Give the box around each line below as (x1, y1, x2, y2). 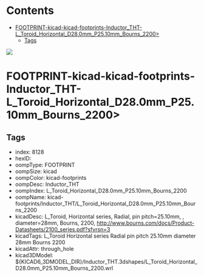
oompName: (15, 193, 47, 200)
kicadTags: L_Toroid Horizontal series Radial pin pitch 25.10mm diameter (15, 232, 196, 239)
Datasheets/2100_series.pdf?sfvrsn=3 (15, 225, 110, 233)
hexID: (15, 154, 32, 162)
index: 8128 (15, 148, 44, 156)
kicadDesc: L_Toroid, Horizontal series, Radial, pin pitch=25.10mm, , (15, 213, 185, 220)
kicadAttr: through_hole (15, 245, 74, 252)
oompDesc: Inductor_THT (15, 180, 80, 188)
